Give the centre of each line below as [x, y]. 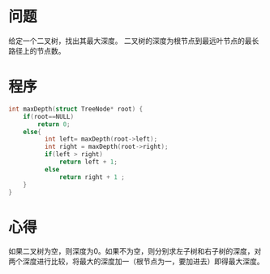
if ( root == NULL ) [49, 116]
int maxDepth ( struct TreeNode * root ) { [76, 109]
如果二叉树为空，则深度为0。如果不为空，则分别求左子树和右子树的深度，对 [135, 251]
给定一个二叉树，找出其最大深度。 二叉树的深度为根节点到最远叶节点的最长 [134, 41]
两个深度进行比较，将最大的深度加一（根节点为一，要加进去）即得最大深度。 [136, 262]
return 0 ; [54, 124]
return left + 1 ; [88, 162]
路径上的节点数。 [37, 50]
